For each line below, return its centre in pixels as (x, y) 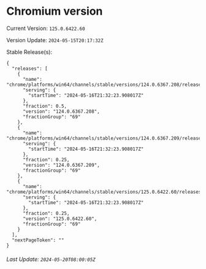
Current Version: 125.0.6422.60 (46, 28)
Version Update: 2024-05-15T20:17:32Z (55, 40)
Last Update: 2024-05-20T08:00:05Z (51, 259)
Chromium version (55, 11)
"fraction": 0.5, (45, 106)
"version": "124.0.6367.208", (61, 112)
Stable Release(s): (29, 52)
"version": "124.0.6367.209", (61, 165)
